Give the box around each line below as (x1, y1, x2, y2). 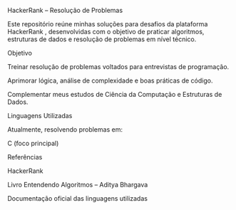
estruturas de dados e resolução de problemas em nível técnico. (7, 35, 197, 43)
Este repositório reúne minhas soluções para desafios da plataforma (7, 20, 208, 28)
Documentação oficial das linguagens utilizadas (7, 194, 148, 202)
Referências (7, 153, 43, 161)
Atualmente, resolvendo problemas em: (7, 125, 123, 134)
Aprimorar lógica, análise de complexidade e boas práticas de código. (7, 76, 213, 85)
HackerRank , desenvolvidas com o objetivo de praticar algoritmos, (7, 28, 205, 36)
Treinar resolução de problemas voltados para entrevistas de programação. (7, 63, 230, 70)
